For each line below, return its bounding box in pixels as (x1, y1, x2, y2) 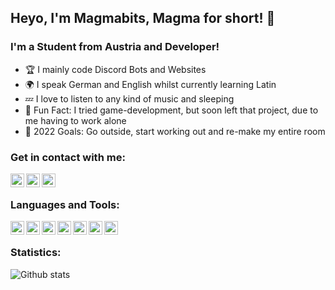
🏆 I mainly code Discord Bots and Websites (24, 63, 207, 75)
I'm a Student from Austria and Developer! (10, 40, 220, 54)
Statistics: (10, 246, 62, 260)
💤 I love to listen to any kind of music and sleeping (24, 92, 235, 105)
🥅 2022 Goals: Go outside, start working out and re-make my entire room (24, 125, 326, 137)
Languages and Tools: (10, 197, 120, 211)
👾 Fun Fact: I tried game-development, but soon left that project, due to (24, 104, 319, 116)
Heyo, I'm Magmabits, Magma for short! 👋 (10, 10, 276, 27)
